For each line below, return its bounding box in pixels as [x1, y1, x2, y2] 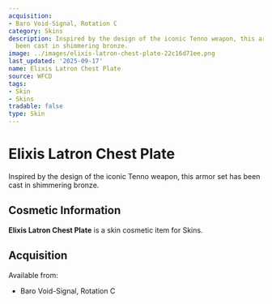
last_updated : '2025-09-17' [8, 58, 104, 66]
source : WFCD [8, 72, 53, 80]
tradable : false [8, 102, 63, 110]
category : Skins [8, 27, 63, 35]
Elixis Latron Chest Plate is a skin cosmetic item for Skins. [8, 225, 203, 235]
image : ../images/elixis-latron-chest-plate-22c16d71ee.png [8, 49, 216, 58]
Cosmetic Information [8, 203, 121, 217]
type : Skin [8, 110, 45, 118]
